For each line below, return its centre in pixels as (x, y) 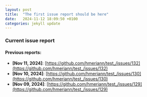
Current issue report (30, 41)
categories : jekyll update (33, 23)
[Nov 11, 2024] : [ (29, 63)
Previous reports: (23, 52)
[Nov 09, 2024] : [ (30, 84)
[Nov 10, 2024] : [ (30, 74)
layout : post (18, 10)
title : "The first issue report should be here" (57, 14)
